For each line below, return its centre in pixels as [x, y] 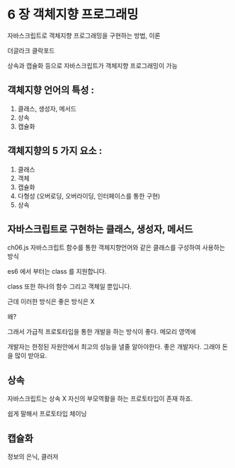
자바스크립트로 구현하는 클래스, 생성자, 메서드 [100, 229]
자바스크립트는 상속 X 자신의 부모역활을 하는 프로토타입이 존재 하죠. [100, 399]
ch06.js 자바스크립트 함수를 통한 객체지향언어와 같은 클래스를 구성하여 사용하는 [116, 247]
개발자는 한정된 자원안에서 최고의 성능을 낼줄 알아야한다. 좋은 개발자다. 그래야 [114, 347]
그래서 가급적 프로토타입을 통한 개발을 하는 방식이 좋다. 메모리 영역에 [102, 332]
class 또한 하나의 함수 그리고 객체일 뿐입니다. [70, 286]
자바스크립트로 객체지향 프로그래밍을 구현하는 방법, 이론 [84, 35]
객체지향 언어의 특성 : [51, 90]
